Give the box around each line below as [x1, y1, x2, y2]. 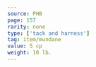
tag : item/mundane [7, 36, 61, 43]
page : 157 [7, 17, 37, 24]
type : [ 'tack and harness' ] [7, 29, 90, 37]
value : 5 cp [7, 43, 42, 50]
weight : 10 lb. [7, 50, 52, 57]
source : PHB [7, 10, 42, 17]
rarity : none [7, 23, 46, 30]
